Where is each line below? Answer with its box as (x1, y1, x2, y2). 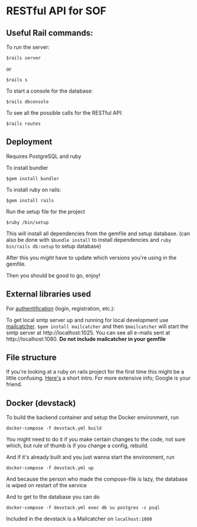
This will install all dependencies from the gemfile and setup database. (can (6, 230, 190, 237)
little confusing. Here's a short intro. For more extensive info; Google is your (6, 374, 191, 381)
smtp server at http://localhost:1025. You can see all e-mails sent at (6, 329, 170, 336)
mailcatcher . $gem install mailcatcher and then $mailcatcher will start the (6, 323, 189, 330)
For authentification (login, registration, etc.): (6, 305, 115, 312)
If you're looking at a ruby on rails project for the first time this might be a (6, 368, 185, 375)
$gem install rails (6, 197, 54, 203)
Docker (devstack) (6, 398, 76, 408)
